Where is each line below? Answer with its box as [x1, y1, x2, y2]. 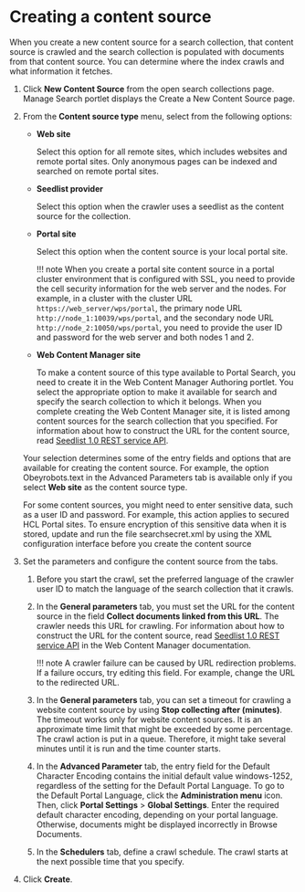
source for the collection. [36, 210, 131, 221]
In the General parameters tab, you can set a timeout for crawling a [36, 694, 292, 705]
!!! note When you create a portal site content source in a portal [36, 263, 275, 275]
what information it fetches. [9, 66, 113, 77]
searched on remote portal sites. [36, 165, 160, 176]
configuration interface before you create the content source [22, 538, 252, 549]
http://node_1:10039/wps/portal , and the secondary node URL [36, 312, 274, 323]
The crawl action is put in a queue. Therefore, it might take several [36, 733, 286, 744]
